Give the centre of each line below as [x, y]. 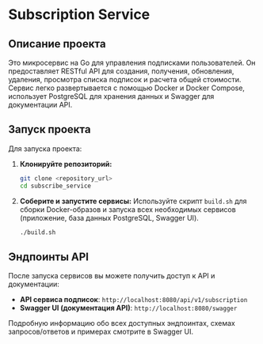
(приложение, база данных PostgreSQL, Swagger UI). [109, 217]
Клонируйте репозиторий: [66, 164]
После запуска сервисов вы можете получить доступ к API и [112, 276]
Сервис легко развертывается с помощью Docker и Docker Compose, [127, 88]
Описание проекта [57, 44]
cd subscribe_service [55, 186]
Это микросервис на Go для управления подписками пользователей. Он [132, 62]
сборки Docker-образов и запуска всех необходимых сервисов [128, 209]
